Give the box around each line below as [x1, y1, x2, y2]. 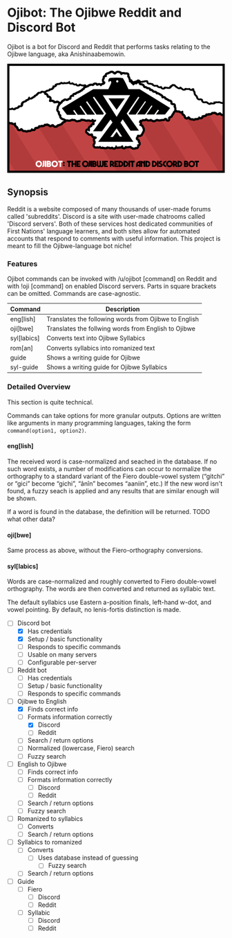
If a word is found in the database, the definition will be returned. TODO [7, 508, 211, 516]
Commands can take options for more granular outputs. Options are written [7, 411, 222, 420]
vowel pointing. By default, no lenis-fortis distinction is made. [7, 605, 182, 614]
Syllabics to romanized [17, 838, 82, 847]
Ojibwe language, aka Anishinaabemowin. [7, 50, 126, 58]
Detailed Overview [7, 382, 71, 392]
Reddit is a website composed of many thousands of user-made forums [7, 204, 211, 213]
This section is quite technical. [7, 398, 94, 406]
